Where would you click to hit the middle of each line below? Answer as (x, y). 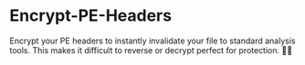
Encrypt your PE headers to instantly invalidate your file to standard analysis (152, 41)
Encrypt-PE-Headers (90, 16)
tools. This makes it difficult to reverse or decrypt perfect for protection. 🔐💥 (151, 50)
